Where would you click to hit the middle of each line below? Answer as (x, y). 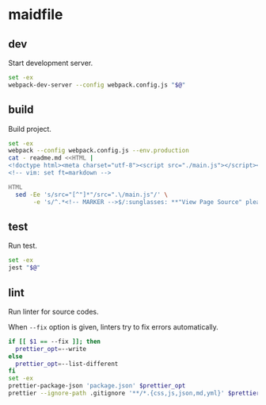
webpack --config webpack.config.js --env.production (99, 151)
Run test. (23, 246)
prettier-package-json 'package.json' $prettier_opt (97, 386)
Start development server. (51, 63)
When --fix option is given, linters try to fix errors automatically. (114, 326)
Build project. (30, 129)
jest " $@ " (25, 268)
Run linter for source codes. (53, 311)
